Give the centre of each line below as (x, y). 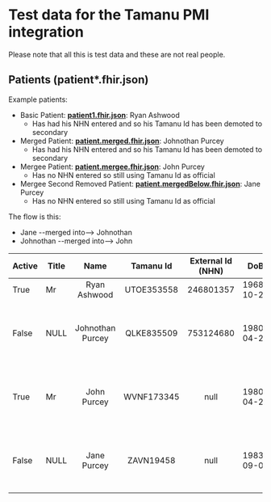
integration (46, 32)
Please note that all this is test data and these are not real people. (117, 54)
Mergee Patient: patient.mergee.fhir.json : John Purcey (113, 167)
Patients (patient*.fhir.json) (79, 80)
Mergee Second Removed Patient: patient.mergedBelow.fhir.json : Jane (140, 184)
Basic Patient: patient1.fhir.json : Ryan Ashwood (100, 115)
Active (25, 266)
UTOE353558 (152, 289)
